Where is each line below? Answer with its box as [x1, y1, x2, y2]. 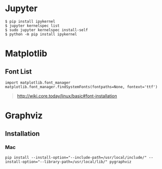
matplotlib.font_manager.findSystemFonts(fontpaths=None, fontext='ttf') [5, 84, 158, 89]
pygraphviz [109, 159, 132, 164]
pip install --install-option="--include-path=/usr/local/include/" [5, 155, 147, 160]
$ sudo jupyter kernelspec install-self [5, 27, 89, 32]
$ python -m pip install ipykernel [5, 32, 77, 37]
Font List [5, 67, 32, 75]
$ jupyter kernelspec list [5, 23, 60, 28]
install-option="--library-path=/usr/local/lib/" [5, 159, 108, 164]
